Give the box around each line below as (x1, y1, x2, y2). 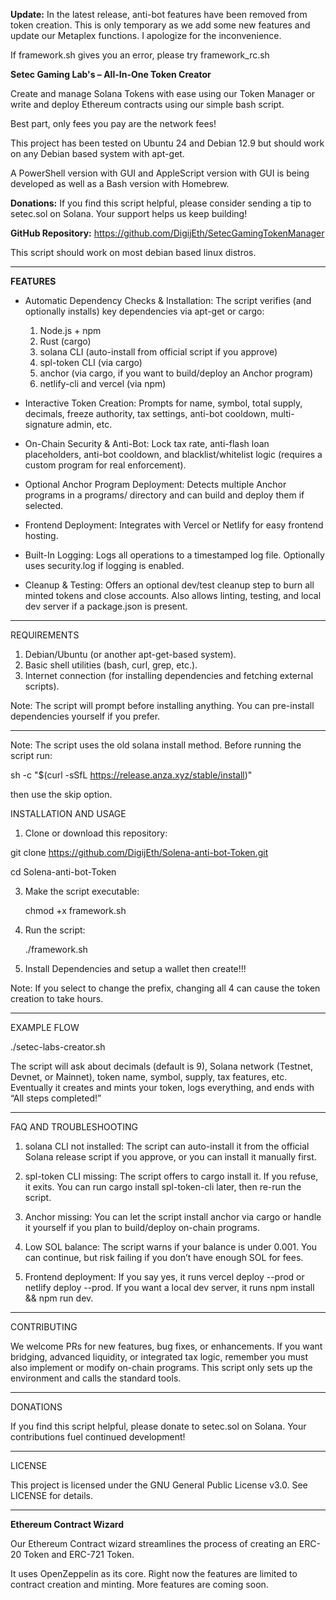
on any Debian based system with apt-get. (10, 148, 185, 159)
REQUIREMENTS (10, 629, 80, 641)
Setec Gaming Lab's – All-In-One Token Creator (10, 69, 212, 80)
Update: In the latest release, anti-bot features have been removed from (10, 9, 308, 20)
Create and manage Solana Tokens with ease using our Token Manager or (10, 88, 316, 99)
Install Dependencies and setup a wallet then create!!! (24, 963, 247, 974)
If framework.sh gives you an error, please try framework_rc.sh (10, 49, 270, 61)
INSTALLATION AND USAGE (10, 808, 127, 819)
